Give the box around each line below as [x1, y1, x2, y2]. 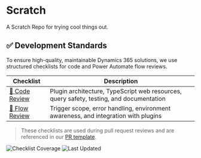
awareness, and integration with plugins [50, 111, 162, 120]
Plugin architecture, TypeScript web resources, [50, 87, 182, 95]
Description [103, 77, 138, 85]
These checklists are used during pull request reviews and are [20, 126, 175, 134]
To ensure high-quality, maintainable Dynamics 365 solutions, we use [6, 56, 178, 63]
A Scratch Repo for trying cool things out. [6, 23, 109, 30]
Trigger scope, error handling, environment [50, 104, 171, 112]
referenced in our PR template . [20, 133, 97, 140]
